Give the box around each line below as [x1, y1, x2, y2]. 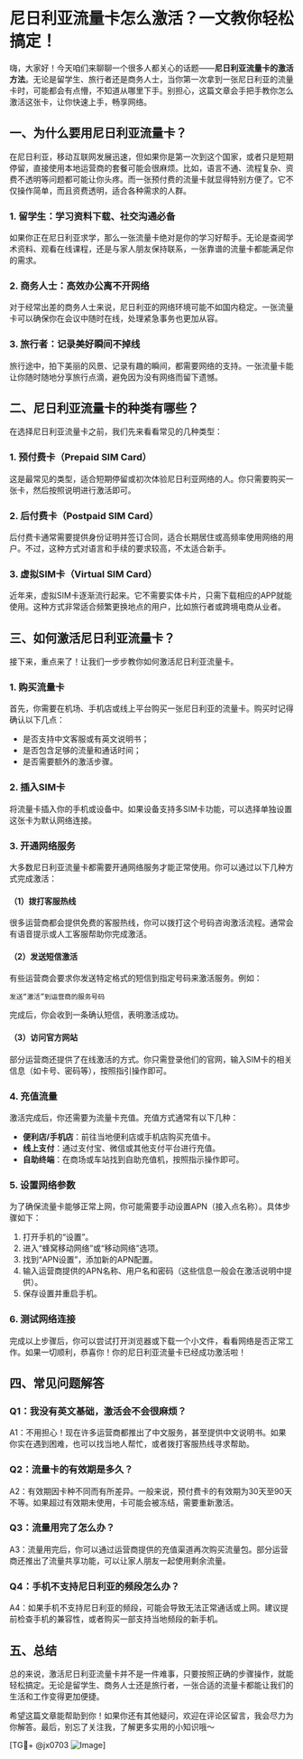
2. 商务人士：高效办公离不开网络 [9, 279, 151, 292]
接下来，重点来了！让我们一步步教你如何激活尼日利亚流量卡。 [9, 657, 239, 667]
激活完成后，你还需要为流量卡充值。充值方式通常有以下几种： [9, 1111, 239, 1122]
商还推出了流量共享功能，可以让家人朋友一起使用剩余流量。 [9, 1555, 231, 1565]
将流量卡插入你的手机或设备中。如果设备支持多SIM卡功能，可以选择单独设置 [9, 803, 293, 814]
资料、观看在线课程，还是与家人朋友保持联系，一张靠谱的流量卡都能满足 [16, 243, 286, 254]
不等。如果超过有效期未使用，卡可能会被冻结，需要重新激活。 [9, 1497, 239, 1508]
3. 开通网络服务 [9, 839, 77, 852]
